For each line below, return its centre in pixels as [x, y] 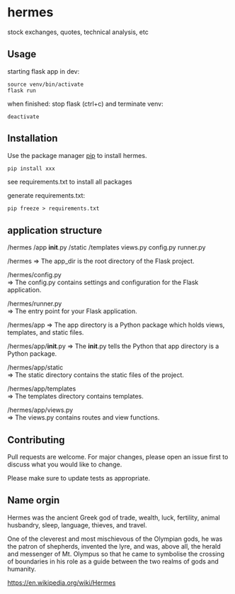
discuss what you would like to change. [65, 464]
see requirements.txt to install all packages [70, 182]
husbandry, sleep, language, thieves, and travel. [77, 525]
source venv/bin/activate [45, 84]
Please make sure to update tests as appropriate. [79, 478]
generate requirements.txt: [46, 196]
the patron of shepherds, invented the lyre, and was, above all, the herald [114, 546]
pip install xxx [31, 168]
